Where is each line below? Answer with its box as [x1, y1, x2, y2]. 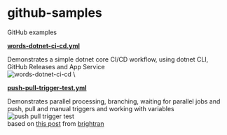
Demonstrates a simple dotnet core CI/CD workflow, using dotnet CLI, [7, 55, 209, 64]
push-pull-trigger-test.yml [7, 83, 87, 92]
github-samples [7, 5, 103, 21]
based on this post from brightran [7, 119, 104, 127]
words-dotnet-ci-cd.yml [7, 41, 81, 50]
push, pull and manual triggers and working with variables [7, 104, 174, 113]
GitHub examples [7, 28, 57, 36]
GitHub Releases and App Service [7, 62, 105, 71]
